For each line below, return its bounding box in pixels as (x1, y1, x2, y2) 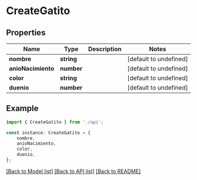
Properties (6, 28, 46, 38)
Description (88, 45, 122, 53)
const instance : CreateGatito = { (6, 129, 91, 136)
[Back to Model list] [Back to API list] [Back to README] (6, 168, 141, 175)
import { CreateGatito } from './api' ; (6, 119, 104, 125)
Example (6, 104, 39, 114)
